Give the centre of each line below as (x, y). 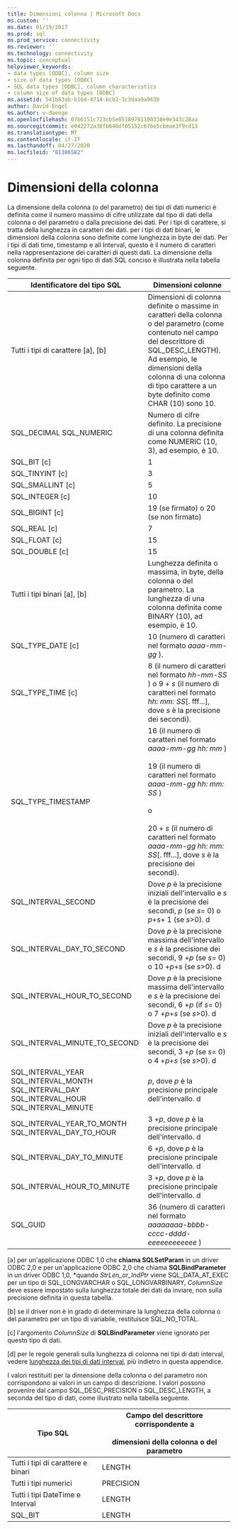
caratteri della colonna (185, 314)
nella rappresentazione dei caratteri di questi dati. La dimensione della (110, 252)
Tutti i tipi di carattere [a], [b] (59, 350)
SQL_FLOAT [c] (36, 540)
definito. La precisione (185, 424)
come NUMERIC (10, (182, 441)
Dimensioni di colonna (185, 297)
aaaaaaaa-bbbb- (178, 1225)
